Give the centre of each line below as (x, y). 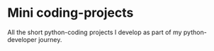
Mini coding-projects (71, 13)
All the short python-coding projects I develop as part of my (95, 32)
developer (22, 39)
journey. (50, 39)
